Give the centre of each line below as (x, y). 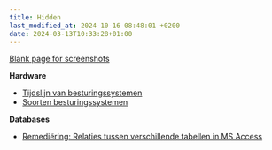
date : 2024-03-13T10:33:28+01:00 (71, 34)
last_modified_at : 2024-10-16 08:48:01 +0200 (94, 26)
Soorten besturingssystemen (75, 102)
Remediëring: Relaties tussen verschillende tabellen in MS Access (142, 137)
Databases (30, 119)
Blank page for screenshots (59, 59)
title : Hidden (35, 17)
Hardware (28, 76)
